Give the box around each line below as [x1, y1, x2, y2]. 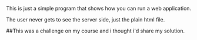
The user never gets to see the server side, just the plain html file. [6, 16, 165, 23]
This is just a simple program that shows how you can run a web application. [6, 5, 192, 12]
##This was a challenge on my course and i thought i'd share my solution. [6, 27, 185, 34]
